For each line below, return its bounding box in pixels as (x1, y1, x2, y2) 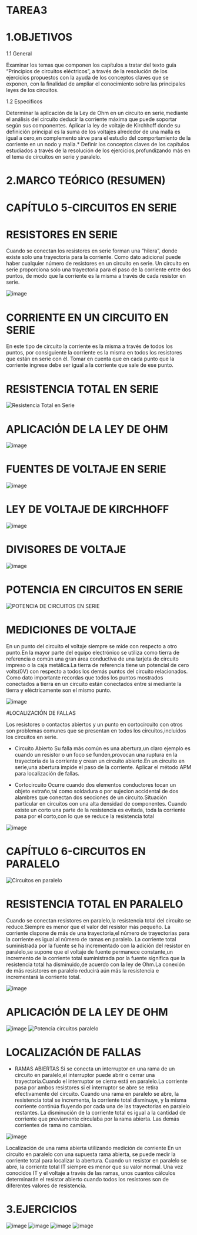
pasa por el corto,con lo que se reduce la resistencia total (14, 812, 155, 820)
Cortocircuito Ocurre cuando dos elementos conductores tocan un (14, 781, 176, 788)
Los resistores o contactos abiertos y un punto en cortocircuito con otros (6, 721, 183, 728)
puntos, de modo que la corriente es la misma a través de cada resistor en (6, 272, 186, 280)
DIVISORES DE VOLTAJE (6, 543, 126, 556)
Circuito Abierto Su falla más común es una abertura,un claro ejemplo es (14, 744, 191, 752)
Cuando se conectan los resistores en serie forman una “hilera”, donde (6, 247, 178, 254)
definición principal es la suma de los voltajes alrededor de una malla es (6, 128, 181, 136)
